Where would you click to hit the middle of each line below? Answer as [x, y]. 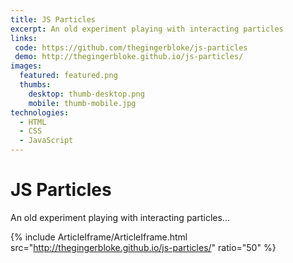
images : [26, 66]
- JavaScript [46, 141]
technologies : [40, 112]
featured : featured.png [68, 76]
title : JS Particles [53, 19]
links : [24, 38]
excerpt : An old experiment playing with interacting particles [147, 29]
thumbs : [35, 85]
